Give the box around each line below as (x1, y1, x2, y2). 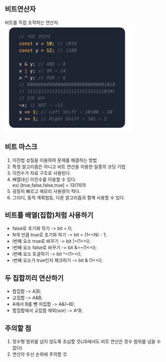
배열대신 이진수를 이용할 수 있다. (12, 176, 77, 183)
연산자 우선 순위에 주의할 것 (12, 351, 67, 357)
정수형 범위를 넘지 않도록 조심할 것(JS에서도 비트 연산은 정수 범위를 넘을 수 (12, 338, 161, 345)
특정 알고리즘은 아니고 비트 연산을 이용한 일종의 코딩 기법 (12, 163, 126, 170)
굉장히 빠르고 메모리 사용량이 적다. (12, 188, 81, 194)
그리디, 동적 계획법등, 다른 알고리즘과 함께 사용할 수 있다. (12, 194, 126, 200)
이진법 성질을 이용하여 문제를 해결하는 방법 (12, 157, 98, 163)
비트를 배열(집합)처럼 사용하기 (5, 211, 93, 220)
